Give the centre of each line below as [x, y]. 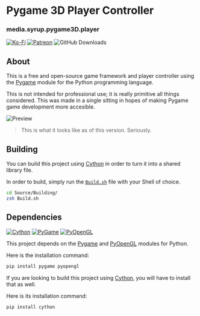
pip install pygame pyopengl [43, 266]
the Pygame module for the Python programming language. [80, 83]
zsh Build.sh [23, 198]
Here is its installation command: [47, 295]
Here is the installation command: [48, 255]
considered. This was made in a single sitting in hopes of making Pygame [97, 101]
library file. [20, 170]
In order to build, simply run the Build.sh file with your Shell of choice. [93, 182]
